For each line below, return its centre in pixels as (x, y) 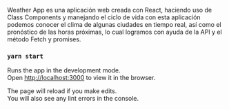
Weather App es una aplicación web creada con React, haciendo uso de (110, 10)
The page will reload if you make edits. (62, 91)
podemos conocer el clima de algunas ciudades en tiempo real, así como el (114, 24)
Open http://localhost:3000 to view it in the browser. (81, 78)
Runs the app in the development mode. (64, 70)
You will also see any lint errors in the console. (73, 99)
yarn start (25, 56)
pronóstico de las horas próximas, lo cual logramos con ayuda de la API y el (114, 32)
